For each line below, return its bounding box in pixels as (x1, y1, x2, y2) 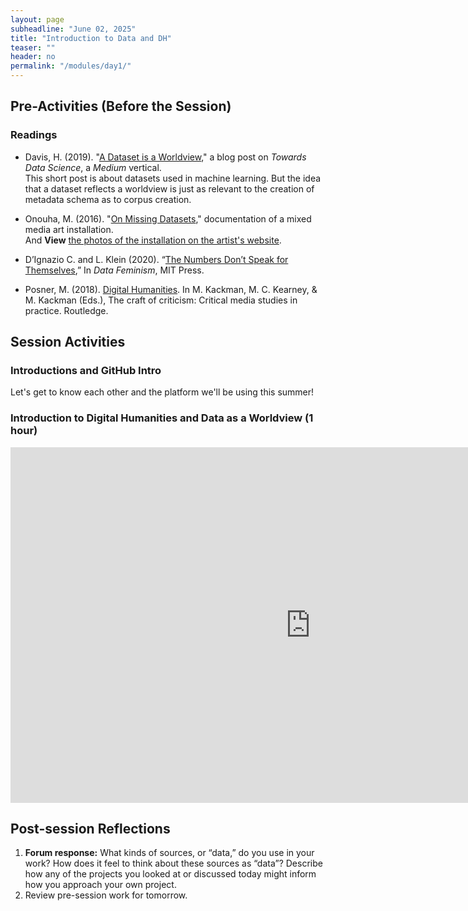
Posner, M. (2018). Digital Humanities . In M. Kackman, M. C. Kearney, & (24, 283, 318, 295)
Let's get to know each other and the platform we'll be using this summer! (10, 386, 315, 398)
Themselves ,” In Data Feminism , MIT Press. (24, 264, 205, 276)
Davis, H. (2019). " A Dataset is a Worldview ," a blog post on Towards (24, 151, 307, 163)
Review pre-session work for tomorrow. (24, 889, 188, 901)
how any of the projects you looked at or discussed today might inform (24, 868, 317, 880)
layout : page (10, 14, 65, 25)
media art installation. (24, 223, 114, 235)
